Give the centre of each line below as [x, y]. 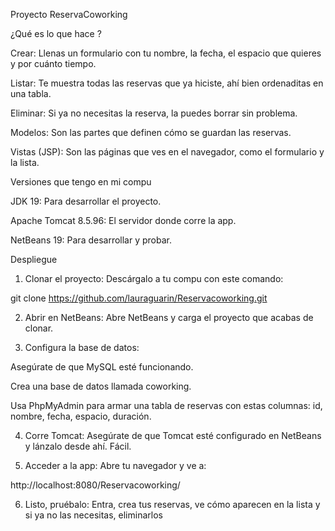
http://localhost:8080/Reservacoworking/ [95, 485]
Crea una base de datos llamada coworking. [101, 386]
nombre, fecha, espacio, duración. [81, 416]
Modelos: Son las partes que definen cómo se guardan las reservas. [151, 132]
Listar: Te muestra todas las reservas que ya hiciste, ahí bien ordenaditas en [167, 83]
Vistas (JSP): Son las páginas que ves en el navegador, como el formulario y [167, 152]
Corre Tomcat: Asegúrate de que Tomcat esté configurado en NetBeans [173, 435]
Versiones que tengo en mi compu [81, 182]
